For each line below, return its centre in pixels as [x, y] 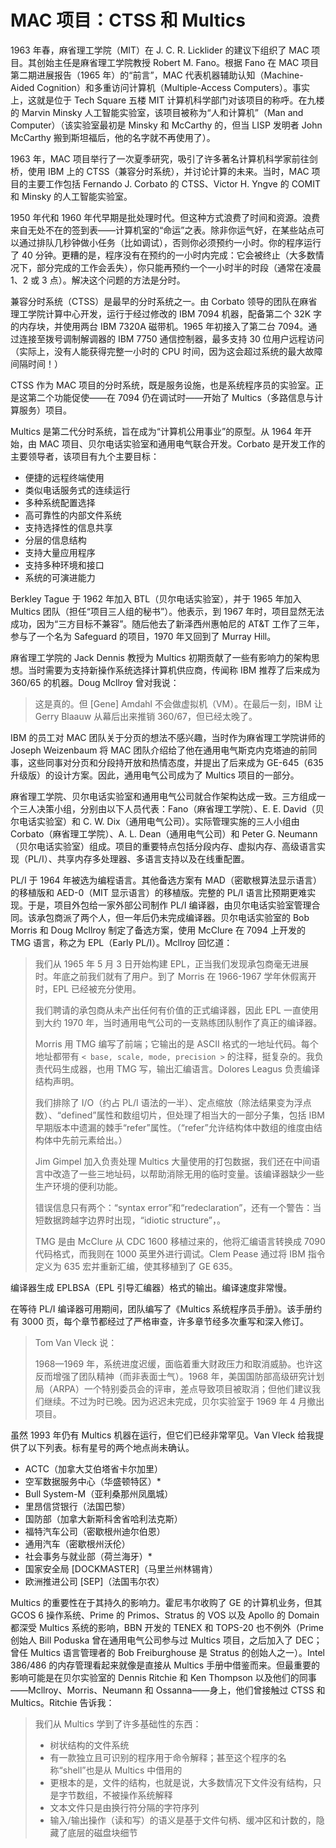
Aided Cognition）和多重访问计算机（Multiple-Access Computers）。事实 [160, 87]
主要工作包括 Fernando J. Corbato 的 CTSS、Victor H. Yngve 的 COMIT [174, 183]
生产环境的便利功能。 [78, 1186]
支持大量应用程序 [60, 552]
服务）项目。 [45, 410]
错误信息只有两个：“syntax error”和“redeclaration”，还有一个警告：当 [178, 1207]
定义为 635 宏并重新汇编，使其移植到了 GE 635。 [136, 1266]
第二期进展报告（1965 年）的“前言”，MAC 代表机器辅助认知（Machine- [157, 75]
